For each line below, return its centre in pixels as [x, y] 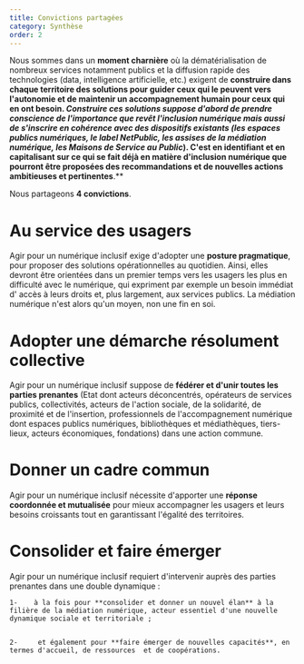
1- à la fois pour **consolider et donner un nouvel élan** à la [142, 603]
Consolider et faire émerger [116, 551]
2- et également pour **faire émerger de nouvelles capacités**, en [150, 643]
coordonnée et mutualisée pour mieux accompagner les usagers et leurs [147, 505]
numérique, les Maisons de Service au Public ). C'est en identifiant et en [147, 147]
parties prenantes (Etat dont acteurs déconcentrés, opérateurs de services [151, 395]
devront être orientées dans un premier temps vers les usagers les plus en [148, 275]
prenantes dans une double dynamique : [85, 586]
